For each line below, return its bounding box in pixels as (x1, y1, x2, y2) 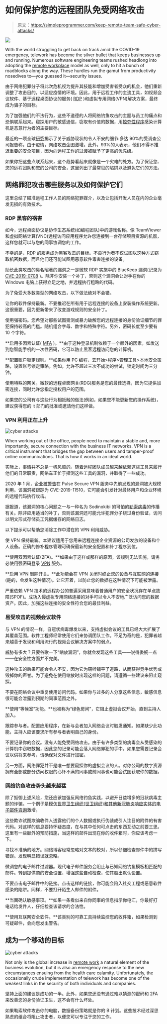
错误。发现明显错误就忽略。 (5, 853, 62, 859)
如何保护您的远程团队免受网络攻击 (5, 4, 145, 16)
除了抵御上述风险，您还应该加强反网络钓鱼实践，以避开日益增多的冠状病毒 (5, 794, 158, 800)
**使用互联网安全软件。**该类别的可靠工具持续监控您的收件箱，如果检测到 (5, 914, 158, 920)
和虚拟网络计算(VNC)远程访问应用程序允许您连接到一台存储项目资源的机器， (5, 233, 162, 239)
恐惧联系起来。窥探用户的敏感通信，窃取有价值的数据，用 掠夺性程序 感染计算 (5, 118, 162, 124)
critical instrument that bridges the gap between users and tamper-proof (5, 448, 154, 454)
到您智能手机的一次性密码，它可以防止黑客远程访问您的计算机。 (5, 346, 136, 352)
